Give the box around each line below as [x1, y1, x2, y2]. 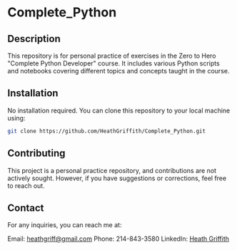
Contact [7, 202, 44, 214]
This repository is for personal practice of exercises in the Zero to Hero [7, 51, 216, 60]
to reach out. [7, 181, 45, 189]
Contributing [7, 147, 66, 160]
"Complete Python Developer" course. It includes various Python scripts [7, 59, 220, 68]
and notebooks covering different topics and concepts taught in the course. [7, 67, 230, 75]
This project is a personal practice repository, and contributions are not [7, 166, 216, 175]
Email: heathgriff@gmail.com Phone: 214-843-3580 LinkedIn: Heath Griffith [7, 234, 230, 243]
